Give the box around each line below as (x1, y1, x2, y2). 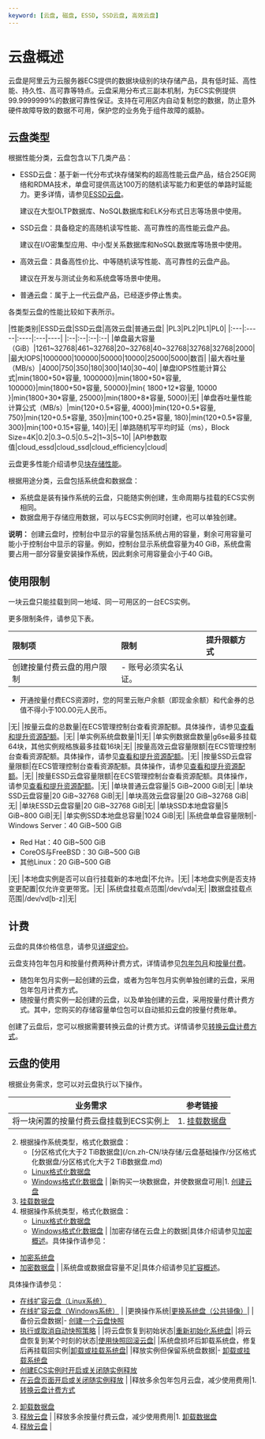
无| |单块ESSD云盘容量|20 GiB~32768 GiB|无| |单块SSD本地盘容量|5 (8, 801, 229, 811)
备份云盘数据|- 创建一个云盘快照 (19, 1316, 125, 1325)
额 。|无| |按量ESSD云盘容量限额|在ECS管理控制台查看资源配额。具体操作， (8, 771, 252, 781)
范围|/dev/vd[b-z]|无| (8, 894, 77, 903)
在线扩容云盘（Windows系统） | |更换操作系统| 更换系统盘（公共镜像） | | (19, 1305, 254, 1316)
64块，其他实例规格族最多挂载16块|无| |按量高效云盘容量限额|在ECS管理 (8, 742, 243, 752)
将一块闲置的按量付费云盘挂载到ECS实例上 (12, 1115, 170, 1126)
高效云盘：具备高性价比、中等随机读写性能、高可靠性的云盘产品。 (19, 257, 234, 266)
